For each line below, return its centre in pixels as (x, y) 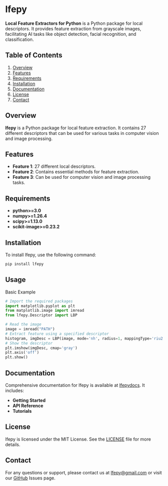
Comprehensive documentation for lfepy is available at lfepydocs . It (75, 385)
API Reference (28, 406)
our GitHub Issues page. (30, 478)
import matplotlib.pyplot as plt (40, 306)
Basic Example (21, 292)
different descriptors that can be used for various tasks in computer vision (82, 133)
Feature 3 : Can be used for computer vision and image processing (81, 177)
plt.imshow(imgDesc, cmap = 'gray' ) (41, 348)
